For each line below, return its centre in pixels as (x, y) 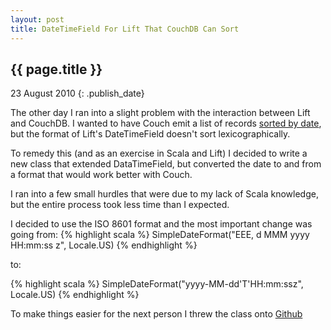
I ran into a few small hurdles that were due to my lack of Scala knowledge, (164, 194)
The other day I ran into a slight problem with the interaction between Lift (160, 113)
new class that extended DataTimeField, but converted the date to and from (166, 164)
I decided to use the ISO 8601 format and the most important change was (161, 224)
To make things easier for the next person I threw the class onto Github (156, 314)
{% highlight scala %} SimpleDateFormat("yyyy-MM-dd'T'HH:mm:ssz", (157, 284)
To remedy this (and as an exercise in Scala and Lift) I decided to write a (159, 153)
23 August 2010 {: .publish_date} (77, 93)
